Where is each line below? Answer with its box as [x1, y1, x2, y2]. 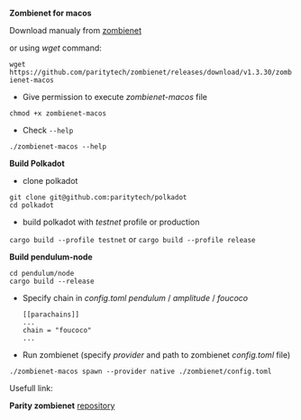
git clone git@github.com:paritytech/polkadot [9, 193, 187, 202]
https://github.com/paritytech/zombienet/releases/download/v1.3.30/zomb [9, 68, 293, 77]
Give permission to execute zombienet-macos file [22, 92, 207, 102]
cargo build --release [9, 277, 95, 286]
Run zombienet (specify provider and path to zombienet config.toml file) [22, 350, 291, 360]
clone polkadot [22, 176, 78, 186]
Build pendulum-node [9, 251, 93, 262]
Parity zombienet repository [9, 400, 115, 411]
